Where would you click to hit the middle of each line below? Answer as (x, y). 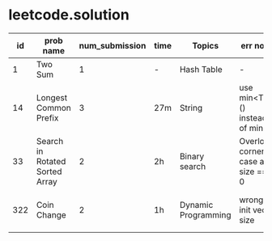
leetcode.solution (69, 15)
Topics (206, 45)
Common (53, 108)
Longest (52, 97)
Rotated (51, 161)
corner (251, 151)
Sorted (49, 171)
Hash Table (201, 69)
